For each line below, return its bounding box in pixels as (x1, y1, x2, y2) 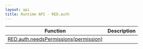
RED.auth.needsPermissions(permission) (7, 35, 103, 42)
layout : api (5, 7, 30, 12)
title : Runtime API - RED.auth (5, 12, 70, 17)
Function (44, 27, 66, 34)
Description (107, 27, 136, 34)
